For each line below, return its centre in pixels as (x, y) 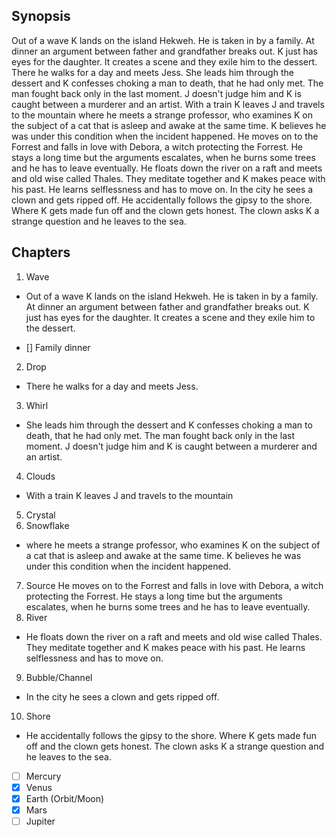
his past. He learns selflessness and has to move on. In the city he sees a (162, 189)
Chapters (41, 252)
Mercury (43, 776)
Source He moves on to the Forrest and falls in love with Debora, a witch (174, 585)
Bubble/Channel (59, 677)
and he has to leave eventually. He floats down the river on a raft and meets (167, 168)
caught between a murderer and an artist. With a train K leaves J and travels (168, 104)
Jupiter (40, 821)
